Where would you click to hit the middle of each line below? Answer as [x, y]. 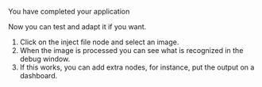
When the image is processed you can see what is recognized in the [131, 50]
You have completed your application [69, 11]
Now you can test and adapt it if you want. [77, 26]
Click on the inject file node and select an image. [99, 42]
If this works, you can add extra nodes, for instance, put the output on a [137, 67]
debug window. [45, 59]
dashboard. [39, 76]
